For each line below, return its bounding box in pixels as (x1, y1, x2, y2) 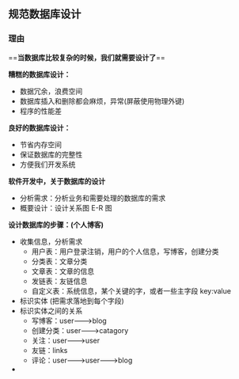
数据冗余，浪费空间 (19, 86, 83, 96)
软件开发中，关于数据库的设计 (8, 176, 105, 186)
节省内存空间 (19, 139, 62, 149)
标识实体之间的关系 (19, 305, 83, 315)
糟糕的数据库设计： (8, 70, 71, 79)
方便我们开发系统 (19, 159, 76, 169)
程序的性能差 (19, 106, 62, 116)
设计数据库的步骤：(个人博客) (8, 220, 104, 229)
